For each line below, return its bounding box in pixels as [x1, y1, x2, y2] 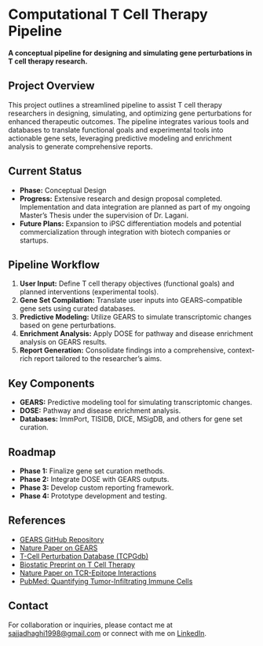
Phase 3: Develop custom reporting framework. [19, 483, 174, 492]
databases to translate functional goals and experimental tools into [8, 125, 224, 134]
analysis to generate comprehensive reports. [8, 141, 153, 151]
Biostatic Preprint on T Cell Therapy [19, 560, 136, 569]
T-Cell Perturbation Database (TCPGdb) [19, 551, 149, 560]
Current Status [8, 165, 82, 178]
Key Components [8, 377, 95, 390]
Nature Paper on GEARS [19, 543, 98, 553]
